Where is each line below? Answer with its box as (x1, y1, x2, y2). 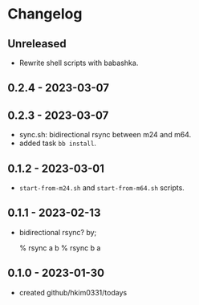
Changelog (7, 5, 83, 23)
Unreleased (7, 37, 67, 51)
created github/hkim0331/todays (18, 287, 128, 297)
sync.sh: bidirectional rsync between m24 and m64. (18, 130, 192, 140)
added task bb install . (18, 138, 97, 148)
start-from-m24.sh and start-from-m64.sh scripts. (18, 183, 185, 193)
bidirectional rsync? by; (18, 227, 97, 237)
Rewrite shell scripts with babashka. (18, 58, 139, 67)
